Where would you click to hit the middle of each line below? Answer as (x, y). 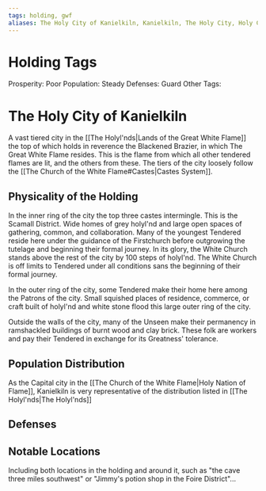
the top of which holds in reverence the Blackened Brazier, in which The (125, 147)
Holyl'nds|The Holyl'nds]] (50, 400)
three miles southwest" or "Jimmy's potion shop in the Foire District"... (122, 479)
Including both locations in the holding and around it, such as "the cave (124, 470)
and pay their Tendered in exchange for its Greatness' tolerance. (114, 339)
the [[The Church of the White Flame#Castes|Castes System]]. (110, 172)
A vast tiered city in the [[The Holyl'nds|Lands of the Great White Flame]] (127, 138)
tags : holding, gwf (40, 15)
